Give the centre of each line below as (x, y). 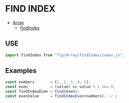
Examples (21, 71)
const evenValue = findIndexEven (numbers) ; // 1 (61, 96)
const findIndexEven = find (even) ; (42, 91)
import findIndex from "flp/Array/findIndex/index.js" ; (65, 55)
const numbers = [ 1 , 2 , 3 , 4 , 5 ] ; (48, 82)
